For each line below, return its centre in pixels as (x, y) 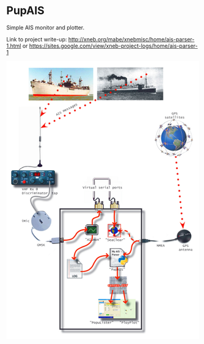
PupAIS (25, 11)
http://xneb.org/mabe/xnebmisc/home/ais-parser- (131, 39)
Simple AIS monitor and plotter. (46, 27)
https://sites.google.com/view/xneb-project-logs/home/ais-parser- (114, 46)
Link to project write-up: (37, 39)
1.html (14, 46)
